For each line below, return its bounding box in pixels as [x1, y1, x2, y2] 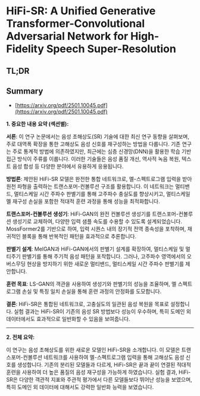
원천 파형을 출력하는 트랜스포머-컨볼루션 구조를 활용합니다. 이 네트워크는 [6, 183, 174, 190]
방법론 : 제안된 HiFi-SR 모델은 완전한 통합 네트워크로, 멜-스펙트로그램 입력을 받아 [6, 176, 192, 183]
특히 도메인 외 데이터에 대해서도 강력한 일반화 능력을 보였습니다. [6, 383, 154, 391]
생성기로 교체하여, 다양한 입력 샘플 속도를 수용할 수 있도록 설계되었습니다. [12, 218, 183, 225]
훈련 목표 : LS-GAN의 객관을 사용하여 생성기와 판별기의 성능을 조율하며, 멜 [6, 280, 177, 288]
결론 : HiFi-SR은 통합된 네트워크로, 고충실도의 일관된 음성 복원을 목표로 [6, 301, 170, 308]
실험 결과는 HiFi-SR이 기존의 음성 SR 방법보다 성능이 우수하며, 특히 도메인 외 [14, 308, 192, 315]
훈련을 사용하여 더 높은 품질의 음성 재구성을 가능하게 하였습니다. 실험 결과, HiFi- [6, 369, 191, 376]
